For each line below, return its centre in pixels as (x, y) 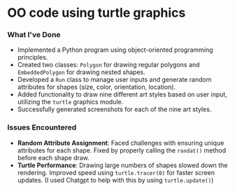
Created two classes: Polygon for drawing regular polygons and (108, 65)
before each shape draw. (53, 157)
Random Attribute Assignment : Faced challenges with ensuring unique (121, 143)
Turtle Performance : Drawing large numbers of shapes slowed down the (122, 165)
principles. (33, 57)
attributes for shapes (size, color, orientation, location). (97, 87)
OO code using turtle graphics (97, 13)
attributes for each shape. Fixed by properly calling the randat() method (122, 150)
